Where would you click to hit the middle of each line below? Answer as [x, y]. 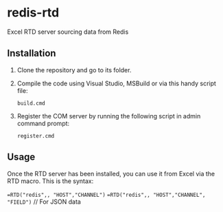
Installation [32, 53]
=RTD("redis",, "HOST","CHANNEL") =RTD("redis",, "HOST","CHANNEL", [106, 195]
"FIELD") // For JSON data [44, 202]
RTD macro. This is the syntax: [50, 181]
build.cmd [31, 103]
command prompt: [43, 123]
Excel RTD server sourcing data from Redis [68, 32]
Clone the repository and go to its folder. [74, 70]
